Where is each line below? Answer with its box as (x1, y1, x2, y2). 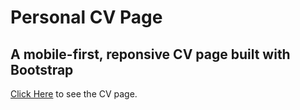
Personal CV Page (10, 6, 163, 29)
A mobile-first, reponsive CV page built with (10, 46, 291, 63)
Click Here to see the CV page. (10, 88, 138, 100)
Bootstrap (10, 61, 74, 78)
